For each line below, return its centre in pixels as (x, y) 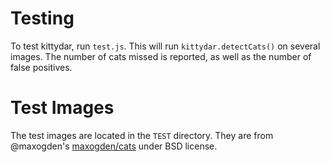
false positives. (41, 67)
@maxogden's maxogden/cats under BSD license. (114, 146)
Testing (42, 18)
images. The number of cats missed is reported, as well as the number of (161, 56)
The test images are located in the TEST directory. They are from (142, 135)
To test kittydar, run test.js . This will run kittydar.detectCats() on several (165, 46)
